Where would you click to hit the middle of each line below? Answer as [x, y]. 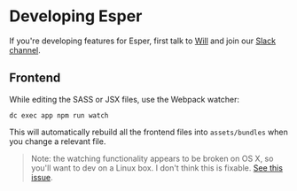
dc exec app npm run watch [59, 115]
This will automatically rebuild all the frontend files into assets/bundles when [148, 132]
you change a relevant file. [58, 141]
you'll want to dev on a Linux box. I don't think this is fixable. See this [157, 168]
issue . [42, 177]
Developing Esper [76, 16]
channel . [25, 50]
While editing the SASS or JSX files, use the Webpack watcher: [124, 99]
